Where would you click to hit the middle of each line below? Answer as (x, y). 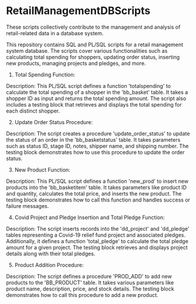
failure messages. (28, 206)
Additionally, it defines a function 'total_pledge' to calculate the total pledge (97, 241)
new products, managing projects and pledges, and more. (76, 63)
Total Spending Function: (45, 74)
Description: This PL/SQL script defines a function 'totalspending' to (89, 86)
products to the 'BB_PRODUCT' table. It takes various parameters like (90, 282)
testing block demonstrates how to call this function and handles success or (98, 200)
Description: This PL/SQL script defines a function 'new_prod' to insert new (97, 181)
